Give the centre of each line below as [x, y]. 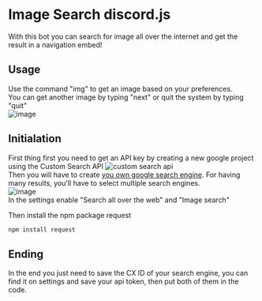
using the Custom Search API [56, 166]
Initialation [35, 139]
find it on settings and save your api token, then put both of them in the [124, 281]
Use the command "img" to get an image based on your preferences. [120, 88]
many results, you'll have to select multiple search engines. [104, 182]
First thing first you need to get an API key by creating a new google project [131, 158]
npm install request [42, 230]
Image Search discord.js [90, 15]
